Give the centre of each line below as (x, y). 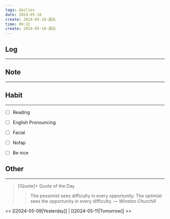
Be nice (20, 153)
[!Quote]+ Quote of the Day (46, 186)
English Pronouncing (34, 122)
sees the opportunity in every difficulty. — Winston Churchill (93, 201)
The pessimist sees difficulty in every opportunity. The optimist (96, 196)
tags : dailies (20, 10)
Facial (19, 133)
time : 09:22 (18, 24)
